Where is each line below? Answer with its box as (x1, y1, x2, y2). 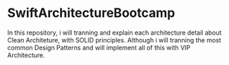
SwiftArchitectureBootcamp (7, 5, 175, 21)
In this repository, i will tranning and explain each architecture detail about (7, 28, 222, 37)
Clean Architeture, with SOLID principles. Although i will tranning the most (7, 35, 222, 44)
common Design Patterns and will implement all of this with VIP (7, 43, 191, 52)
